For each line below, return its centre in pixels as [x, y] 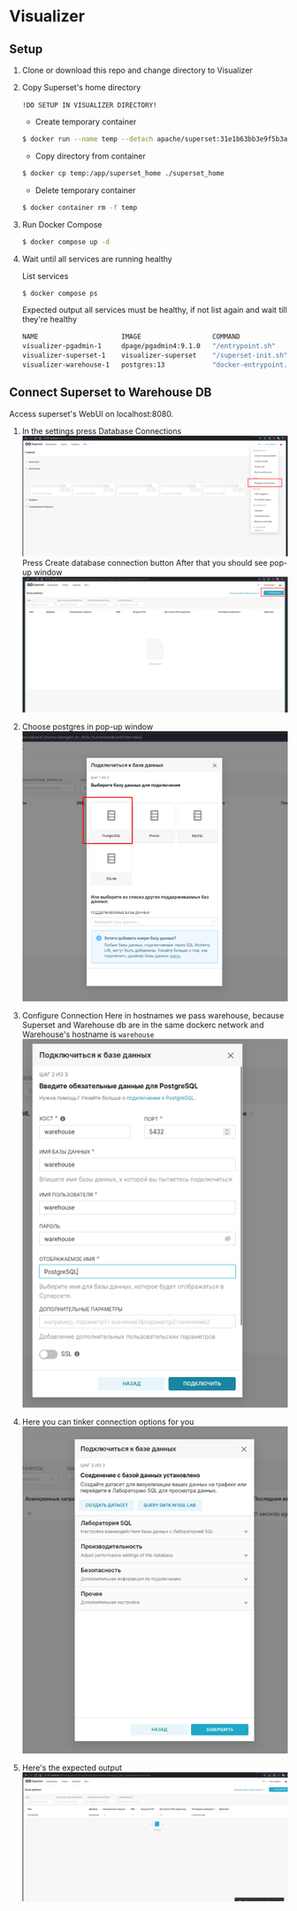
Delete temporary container [85, 190]
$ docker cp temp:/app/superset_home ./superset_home [123, 173]
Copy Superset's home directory [81, 87]
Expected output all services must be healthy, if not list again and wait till [154, 310]
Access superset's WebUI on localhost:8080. [91, 414]
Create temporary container [86, 122]
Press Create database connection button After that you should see [145, 562]
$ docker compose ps [60, 293]
